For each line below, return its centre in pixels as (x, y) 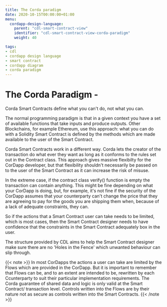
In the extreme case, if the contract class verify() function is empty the (78, 180)
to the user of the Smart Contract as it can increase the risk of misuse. (77, 170)
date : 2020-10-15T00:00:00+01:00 (40, 14)
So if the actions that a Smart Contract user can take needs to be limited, (80, 216)
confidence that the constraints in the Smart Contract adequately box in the (83, 227)
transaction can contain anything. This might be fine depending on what (79, 185)
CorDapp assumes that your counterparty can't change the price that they (82, 196)
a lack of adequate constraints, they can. (47, 207)
